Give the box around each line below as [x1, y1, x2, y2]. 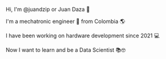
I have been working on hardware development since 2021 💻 [5, 32, 160, 39]
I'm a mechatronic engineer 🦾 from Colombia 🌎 [5, 18, 126, 25]
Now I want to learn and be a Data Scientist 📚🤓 [5, 46, 126, 54]
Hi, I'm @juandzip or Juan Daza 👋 [5, 6, 90, 13]
